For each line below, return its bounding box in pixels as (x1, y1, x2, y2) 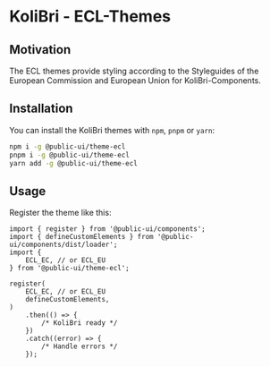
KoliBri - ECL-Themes (9, 6, 172, 27)
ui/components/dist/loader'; (9, 240, 118, 250)
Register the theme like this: (9, 208, 112, 218)
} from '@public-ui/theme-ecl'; (9, 264, 130, 273)
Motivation (9, 42, 72, 57)
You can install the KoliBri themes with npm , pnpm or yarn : (9, 124, 215, 135)
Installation (9, 101, 73, 116)
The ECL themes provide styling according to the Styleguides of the (9, 65, 259, 76)
